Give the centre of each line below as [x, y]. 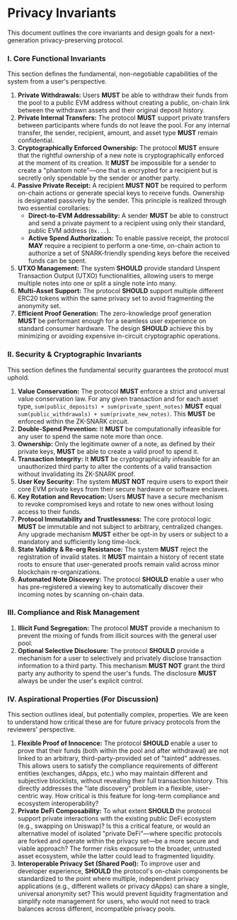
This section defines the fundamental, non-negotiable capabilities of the [112, 74]
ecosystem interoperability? [58, 803]
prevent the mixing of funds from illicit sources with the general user [117, 635]
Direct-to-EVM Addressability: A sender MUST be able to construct [128, 216]
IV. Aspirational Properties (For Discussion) [83, 699]
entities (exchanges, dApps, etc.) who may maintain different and [112, 773]
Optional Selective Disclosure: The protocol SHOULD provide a [111, 650]
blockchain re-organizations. [59, 572]
